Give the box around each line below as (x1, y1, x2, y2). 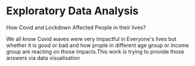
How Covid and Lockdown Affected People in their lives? (6, 24, 146, 31)
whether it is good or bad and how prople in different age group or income (6, 42, 190, 49)
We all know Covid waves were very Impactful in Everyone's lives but (6, 35, 177, 42)
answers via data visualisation (6, 54, 80, 61)
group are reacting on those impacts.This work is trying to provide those (6, 48, 184, 55)
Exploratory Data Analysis (6, 4, 139, 18)
